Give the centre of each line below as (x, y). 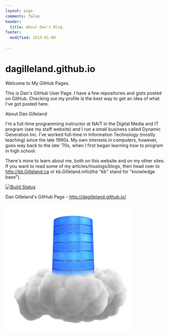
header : (14, 21)
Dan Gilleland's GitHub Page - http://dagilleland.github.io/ (66, 197)
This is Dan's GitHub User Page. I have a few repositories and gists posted (83, 93)
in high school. (21, 151)
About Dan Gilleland (26, 114)
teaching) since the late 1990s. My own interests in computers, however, (81, 140)
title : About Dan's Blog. (38, 27)
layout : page (19, 11)
